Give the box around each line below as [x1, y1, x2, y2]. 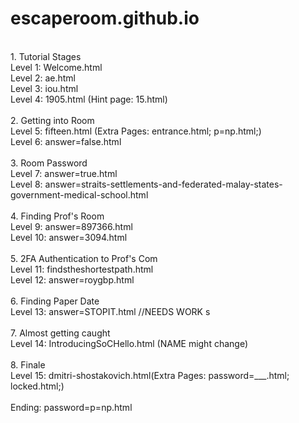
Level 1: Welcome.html [10, 61, 103, 73]
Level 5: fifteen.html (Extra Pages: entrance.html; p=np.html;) [10, 125, 262, 137]
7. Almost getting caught [10, 327, 111, 339]
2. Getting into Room [10, 114, 95, 126]
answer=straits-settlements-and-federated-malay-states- [44, 178, 283, 190]
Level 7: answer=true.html [10, 167, 118, 179]
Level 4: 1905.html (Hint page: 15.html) [10, 93, 168, 105]
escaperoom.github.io [10, 7, 200, 30]
